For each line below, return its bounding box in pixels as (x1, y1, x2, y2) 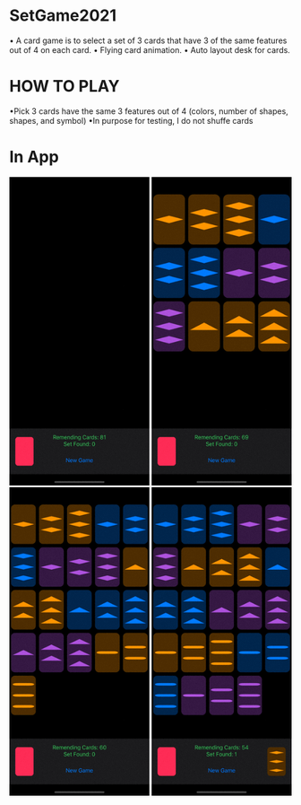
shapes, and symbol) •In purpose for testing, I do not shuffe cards (9, 115, 254, 126)
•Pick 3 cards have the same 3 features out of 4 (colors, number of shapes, (9, 105, 288, 117)
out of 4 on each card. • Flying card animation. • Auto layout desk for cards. (9, 44, 291, 55)
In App (9, 147, 60, 167)
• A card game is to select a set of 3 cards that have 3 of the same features (9, 35, 288, 46)
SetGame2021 (9, 5, 116, 26)
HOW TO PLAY (9, 76, 120, 97)
